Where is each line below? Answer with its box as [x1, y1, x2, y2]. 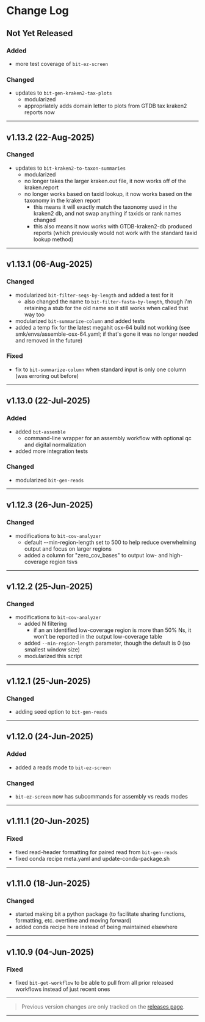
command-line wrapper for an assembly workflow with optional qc [24, 434, 192, 441]
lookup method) [33, 236, 74, 243]
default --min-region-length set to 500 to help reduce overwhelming [24, 538, 196, 546]
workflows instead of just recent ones [15, 985, 110, 993]
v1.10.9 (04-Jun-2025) [6, 947, 95, 957]
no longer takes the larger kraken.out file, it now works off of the [24, 177, 187, 184]
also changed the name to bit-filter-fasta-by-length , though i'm [24, 297, 192, 305]
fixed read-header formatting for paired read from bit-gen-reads [15, 848, 178, 855]
